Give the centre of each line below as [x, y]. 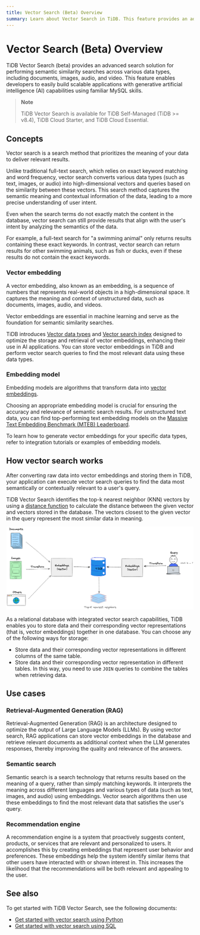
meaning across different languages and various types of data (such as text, [100, 790]
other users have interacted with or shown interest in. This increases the [95, 862]
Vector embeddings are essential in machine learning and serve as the [93, 316]
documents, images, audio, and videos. [54, 305]
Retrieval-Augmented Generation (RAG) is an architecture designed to [92, 723]
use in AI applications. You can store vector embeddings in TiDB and [90, 346]
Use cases [26, 694]
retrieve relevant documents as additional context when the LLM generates [98, 742]
